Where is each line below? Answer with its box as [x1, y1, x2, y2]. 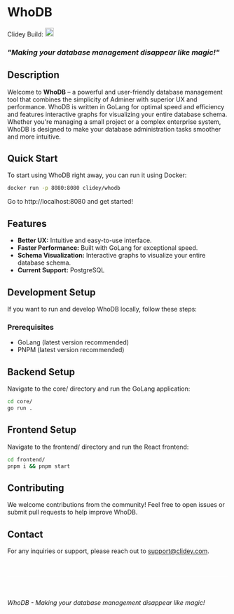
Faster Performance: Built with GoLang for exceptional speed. [17, 244, 198, 252]
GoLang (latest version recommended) [17, 338, 130, 347]
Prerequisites [7, 322, 54, 332]
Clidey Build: [7, 29, 44, 39]
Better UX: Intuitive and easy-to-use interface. [17, 236, 152, 245]
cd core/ [7, 398, 33, 405]
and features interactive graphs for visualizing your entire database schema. [7, 110, 228, 118]
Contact [7, 528, 43, 540]
